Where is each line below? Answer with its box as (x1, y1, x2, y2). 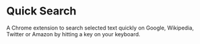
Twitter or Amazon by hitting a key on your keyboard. (6, 30, 140, 37)
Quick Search (6, 4, 77, 18)
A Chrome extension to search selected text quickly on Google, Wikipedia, (6, 24, 194, 31)
